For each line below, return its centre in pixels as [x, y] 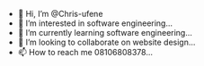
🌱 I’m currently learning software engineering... [105, 33]
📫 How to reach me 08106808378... [85, 52]
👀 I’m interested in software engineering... [95, 23]
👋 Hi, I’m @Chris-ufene [60, 14]
